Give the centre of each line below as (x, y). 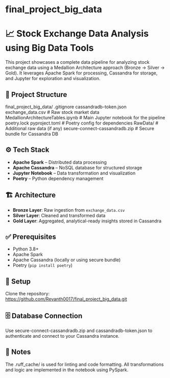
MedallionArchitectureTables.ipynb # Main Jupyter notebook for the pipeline (85, 117)
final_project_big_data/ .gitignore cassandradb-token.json (66, 107)
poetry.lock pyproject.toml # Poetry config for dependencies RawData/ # (82, 123)
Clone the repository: (28, 294)
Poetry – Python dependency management (58, 178)
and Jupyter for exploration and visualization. (53, 79)
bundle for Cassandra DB (32, 134)
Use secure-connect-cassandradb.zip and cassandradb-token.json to (79, 331)
